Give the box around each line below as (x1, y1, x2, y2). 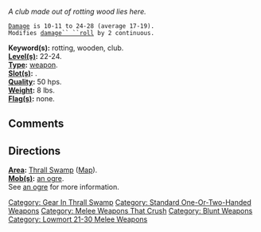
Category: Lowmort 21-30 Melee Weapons (8, 214, 148, 224)
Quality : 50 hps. (8, 77, 62, 86)
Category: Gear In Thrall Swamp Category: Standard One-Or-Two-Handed (8, 198, 252, 207)
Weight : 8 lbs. (8, 85, 56, 95)
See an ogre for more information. (8, 183, 119, 192)
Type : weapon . (8, 60, 58, 69)
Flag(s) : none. (8, 94, 56, 103)
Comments (8, 117, 64, 131)
